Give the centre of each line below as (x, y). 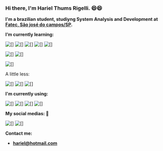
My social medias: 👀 (27, 114)
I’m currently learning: (29, 35)
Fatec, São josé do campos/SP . (39, 24)
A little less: (17, 74)
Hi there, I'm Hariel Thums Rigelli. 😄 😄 (54, 8)
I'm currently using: (27, 94)
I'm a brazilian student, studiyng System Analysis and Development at (81, 19)
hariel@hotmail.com (35, 143)
